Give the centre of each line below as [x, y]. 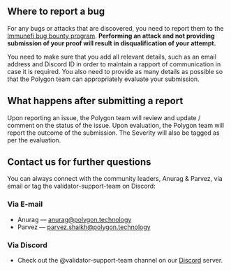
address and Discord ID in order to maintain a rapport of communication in [114, 64]
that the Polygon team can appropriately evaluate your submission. [104, 79]
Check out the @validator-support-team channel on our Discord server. [120, 261]
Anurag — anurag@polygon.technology [74, 219]
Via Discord [27, 245]
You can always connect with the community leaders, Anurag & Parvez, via [115, 179]
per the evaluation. [34, 140]
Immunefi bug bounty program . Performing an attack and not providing [111, 36]
